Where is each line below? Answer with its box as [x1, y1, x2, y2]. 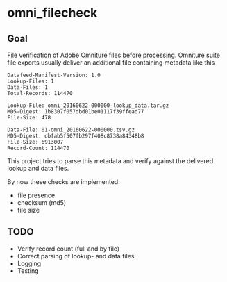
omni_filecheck [7, 5, 98, 21]
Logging [17, 259, 42, 267]
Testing [17, 266, 40, 275]
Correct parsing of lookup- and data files [17, 251, 135, 260]
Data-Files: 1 [7, 84, 49, 91]
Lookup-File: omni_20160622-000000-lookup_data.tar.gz [7, 102, 169, 109]
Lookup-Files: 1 [7, 78, 54, 85]
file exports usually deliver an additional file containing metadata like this [7, 58, 215, 67]
